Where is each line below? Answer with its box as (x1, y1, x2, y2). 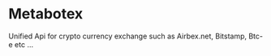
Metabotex (8, 5, 84, 23)
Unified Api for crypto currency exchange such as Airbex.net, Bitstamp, (8, 31, 247, 41)
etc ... (15, 39, 34, 49)
